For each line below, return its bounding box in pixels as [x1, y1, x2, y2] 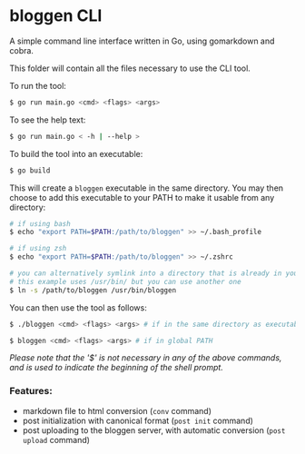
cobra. [9, 44, 34, 55]
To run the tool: [9, 80, 66, 91]
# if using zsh [9, 244, 67, 253]
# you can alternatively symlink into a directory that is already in [9, 269, 282, 278]
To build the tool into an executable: [9, 148, 143, 159]
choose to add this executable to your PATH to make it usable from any [9, 192, 275, 202]
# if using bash [9, 219, 71, 228]
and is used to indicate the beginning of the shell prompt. [9, 362, 224, 373]
